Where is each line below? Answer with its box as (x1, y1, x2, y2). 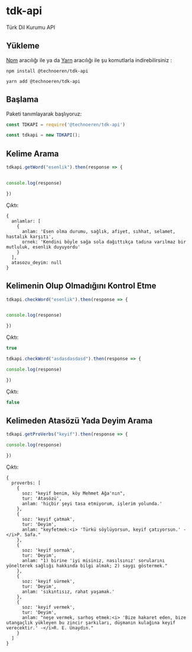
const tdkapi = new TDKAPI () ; (6, 132, 81, 138)
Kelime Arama (6, 149, 59, 159)
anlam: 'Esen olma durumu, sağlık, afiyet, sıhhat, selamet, (21, 228, 176, 234)
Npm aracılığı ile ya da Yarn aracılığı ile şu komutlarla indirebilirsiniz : (6, 56, 173, 63)
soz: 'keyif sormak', (21, 547, 76, 553)
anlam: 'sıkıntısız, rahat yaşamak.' (21, 589, 115, 595)
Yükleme (6, 41, 40, 51)
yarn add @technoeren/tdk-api (6, 78, 81, 84)
